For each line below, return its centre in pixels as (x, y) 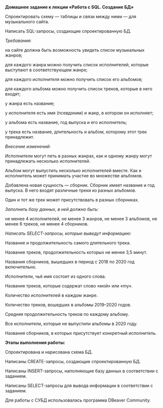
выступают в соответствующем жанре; (46, 70)
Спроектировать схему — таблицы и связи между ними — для (71, 16)
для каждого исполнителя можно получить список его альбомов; (74, 79)
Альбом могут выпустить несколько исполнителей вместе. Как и (73, 171)
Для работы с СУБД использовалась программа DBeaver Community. (78, 400)
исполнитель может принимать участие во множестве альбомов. (74, 176)
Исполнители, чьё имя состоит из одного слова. (56, 276)
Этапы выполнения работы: (35, 343)
